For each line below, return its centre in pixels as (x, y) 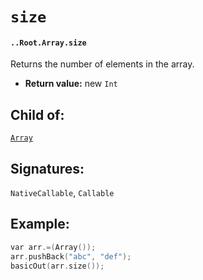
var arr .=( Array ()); (53, 247)
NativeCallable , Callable (62, 193)
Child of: (37, 114)
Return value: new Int (71, 84)
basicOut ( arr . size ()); (57, 266)
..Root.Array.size (48, 43)
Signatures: (47, 168)
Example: (40, 224)
